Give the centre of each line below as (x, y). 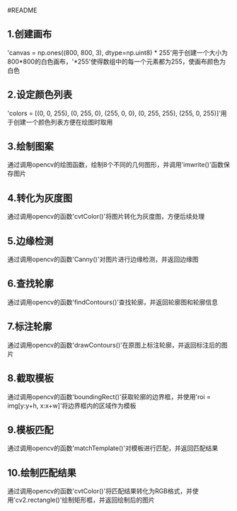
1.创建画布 (30, 34)
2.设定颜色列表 (40, 95)
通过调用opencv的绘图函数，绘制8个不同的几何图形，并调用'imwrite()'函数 (116, 165)
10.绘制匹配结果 (42, 472)
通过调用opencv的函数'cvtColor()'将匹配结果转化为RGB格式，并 (100, 491)
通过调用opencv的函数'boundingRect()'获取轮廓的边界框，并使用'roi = (109, 396)
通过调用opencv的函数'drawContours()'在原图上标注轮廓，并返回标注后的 (114, 345)
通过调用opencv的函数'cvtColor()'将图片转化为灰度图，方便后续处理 (106, 217)
